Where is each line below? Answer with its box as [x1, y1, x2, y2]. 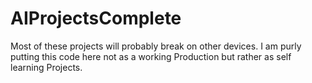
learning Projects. [10, 61, 83, 73]
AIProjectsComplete [10, 7, 182, 30]
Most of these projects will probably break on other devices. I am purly [10, 40, 302, 52]
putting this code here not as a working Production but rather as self [10, 50, 292, 62]
